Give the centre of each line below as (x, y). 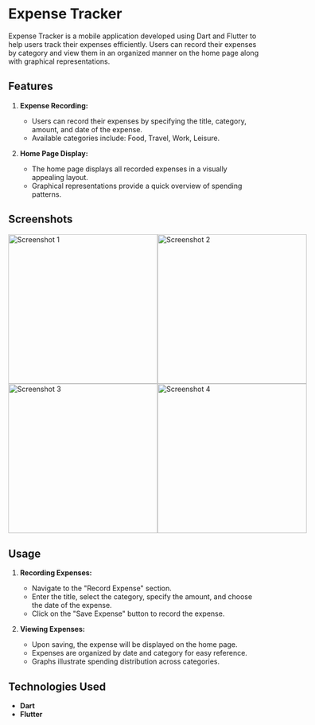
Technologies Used (57, 686)
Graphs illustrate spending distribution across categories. (126, 661)
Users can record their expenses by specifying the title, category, (139, 121)
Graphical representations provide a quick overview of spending (137, 186)
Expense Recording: (54, 105)
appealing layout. (60, 177)
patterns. (47, 194)
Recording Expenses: (56, 573)
